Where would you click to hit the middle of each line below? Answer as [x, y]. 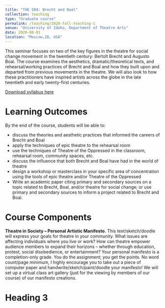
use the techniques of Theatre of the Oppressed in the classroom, [79, 150]
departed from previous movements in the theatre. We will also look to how [81, 72]
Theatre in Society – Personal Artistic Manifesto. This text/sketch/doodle [80, 231]
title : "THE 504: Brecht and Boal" [41, 10]
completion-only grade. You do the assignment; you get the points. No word [82, 257]
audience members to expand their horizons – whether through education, [80, 247]
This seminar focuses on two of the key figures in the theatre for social [77, 51]
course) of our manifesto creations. [41, 278]
